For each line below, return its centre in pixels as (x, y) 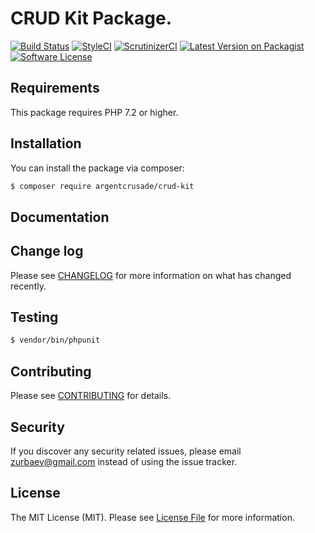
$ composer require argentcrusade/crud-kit (102, 186)
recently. (28, 286)
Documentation (60, 217)
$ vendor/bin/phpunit (55, 340)
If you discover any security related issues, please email (126, 451)
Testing (34, 317)
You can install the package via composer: (97, 168)
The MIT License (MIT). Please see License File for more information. (152, 517)
